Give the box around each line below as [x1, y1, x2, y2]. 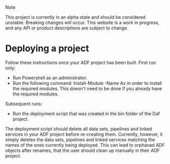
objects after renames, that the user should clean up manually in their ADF [5, 147, 160, 153]
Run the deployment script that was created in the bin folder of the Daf [12, 110, 160, 116]
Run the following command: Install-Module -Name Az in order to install [12, 80, 162, 86]
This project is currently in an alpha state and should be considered [5, 14, 146, 20]
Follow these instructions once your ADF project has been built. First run [5, 59, 156, 65]
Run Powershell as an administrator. [12, 75, 88, 81]
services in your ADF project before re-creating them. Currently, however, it [5, 131, 163, 137]
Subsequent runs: [5, 101, 42, 107]
